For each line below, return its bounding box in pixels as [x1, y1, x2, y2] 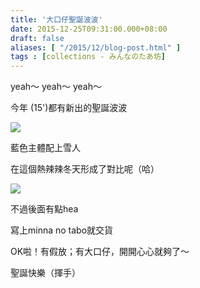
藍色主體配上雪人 [10, 142, 81, 154]
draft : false [10, 33, 65, 43]
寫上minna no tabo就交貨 [10, 224, 114, 236]
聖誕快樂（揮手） [10, 267, 81, 279]
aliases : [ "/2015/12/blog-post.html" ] [10, 42, 182, 53]
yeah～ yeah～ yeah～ [10, 81, 102, 93]
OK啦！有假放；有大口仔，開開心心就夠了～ [10, 246, 190, 258]
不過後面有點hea [10, 203, 79, 215]
